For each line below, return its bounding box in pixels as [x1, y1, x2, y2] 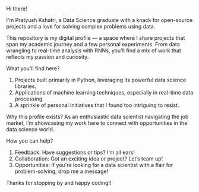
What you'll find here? [6, 65, 60, 72]
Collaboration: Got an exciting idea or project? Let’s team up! [14, 155, 163, 162]
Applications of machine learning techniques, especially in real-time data [14, 89, 194, 96]
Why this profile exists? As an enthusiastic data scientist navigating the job [6, 113, 189, 120]
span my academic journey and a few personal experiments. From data [6, 41, 180, 48]
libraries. [14, 83, 37, 90]
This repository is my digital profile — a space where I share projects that [6, 34, 185, 41]
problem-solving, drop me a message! [14, 168, 109, 175]
